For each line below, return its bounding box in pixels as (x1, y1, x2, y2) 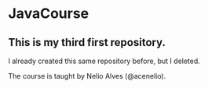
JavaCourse (8, 5, 89, 23)
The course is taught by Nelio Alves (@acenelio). (8, 72, 166, 80)
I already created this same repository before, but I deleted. (8, 56, 200, 65)
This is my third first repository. (8, 36, 166, 49)
